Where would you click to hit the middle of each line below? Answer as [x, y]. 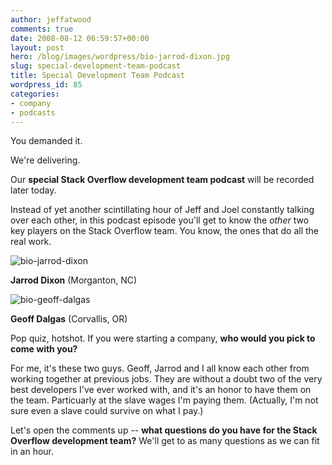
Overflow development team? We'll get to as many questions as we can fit [165, 441]
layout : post [37, 47]
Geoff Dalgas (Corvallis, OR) [69, 319]
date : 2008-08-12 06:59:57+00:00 [80, 38]
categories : [35, 94]
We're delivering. [45, 160]
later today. [33, 190]
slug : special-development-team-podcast [96, 66]
